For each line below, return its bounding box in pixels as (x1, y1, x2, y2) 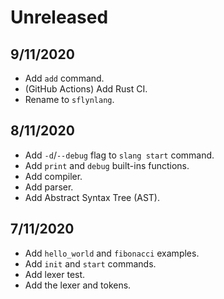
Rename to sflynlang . (24, 94, 115, 105)
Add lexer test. (24, 268, 86, 280)
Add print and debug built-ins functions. (24, 159, 190, 171)
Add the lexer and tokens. (24, 279, 132, 291)
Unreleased (10, 6, 109, 29)
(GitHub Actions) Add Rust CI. (24, 83, 148, 95)
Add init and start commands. (24, 257, 157, 270)
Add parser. (24, 181, 74, 193)
